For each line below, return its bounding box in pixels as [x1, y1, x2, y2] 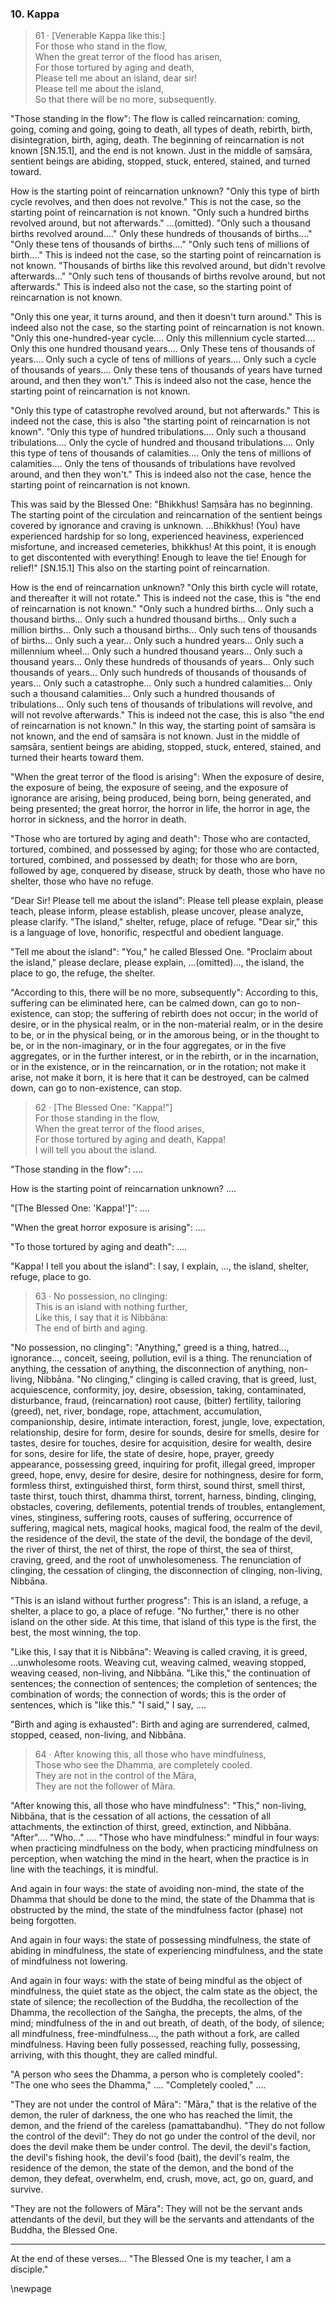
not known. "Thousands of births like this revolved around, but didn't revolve [10, 260, 326, 272]
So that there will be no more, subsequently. [34, 93, 217, 106]
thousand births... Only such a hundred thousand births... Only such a [10, 613, 297, 626]
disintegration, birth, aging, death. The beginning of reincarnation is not [10, 134, 305, 146]
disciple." [10, 2263, 49, 2276]
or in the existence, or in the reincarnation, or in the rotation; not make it [10, 1061, 307, 1073]
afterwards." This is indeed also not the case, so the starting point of [10, 281, 293, 293]
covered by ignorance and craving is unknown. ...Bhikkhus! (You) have [10, 520, 301, 532]
